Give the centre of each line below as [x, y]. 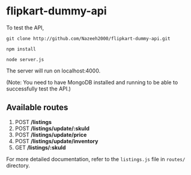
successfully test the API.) [38, 89]
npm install [21, 49]
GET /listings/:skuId [40, 147]
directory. [18, 165]
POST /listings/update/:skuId [52, 128]
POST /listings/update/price [51, 135]
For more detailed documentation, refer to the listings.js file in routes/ [96, 159]
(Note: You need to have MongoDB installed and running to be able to [92, 82]
